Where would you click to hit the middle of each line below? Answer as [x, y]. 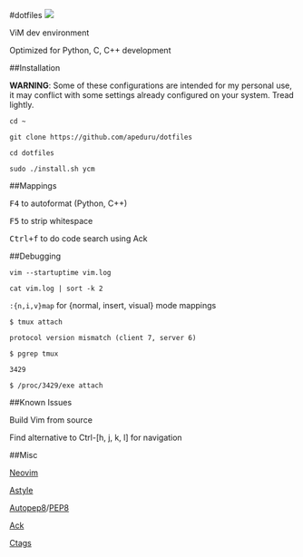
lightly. [22, 105]
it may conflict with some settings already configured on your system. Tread [152, 95]
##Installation [35, 68]
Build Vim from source [51, 420]
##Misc [24, 455]
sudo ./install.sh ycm [52, 169]
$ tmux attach [36, 322]
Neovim [24, 473]
